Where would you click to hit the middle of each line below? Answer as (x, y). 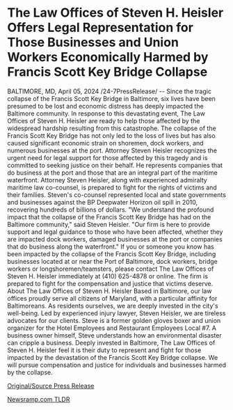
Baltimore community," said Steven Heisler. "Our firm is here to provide (109, 224)
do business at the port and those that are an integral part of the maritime (112, 173)
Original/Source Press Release (51, 386)
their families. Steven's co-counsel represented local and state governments (116, 195)
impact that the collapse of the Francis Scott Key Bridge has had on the (109, 216)
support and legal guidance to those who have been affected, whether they (115, 232)
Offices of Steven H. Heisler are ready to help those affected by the (104, 120)
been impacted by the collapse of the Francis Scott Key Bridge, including (112, 254)
